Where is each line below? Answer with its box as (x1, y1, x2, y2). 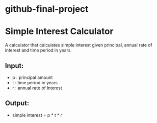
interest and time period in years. (5, 48, 72, 53)
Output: (5, 99, 29, 107)
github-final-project (5, 3, 89, 15)
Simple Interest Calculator (5, 26, 114, 37)
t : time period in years (12, 79, 58, 85)
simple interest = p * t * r (12, 112, 62, 118)
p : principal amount (12, 74, 53, 80)
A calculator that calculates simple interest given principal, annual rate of (5, 42, 153, 48)
